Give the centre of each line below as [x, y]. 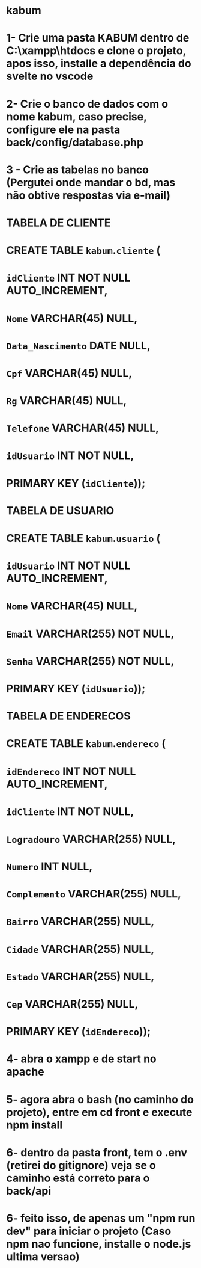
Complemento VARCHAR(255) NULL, [94, 894]
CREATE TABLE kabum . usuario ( [83, 538]
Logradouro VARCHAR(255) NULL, [91, 839]
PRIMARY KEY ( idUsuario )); [76, 688]
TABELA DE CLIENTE [58, 223]
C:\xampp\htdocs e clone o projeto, [96, 51]
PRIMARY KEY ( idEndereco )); [79, 1032]
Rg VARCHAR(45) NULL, [67, 401]
